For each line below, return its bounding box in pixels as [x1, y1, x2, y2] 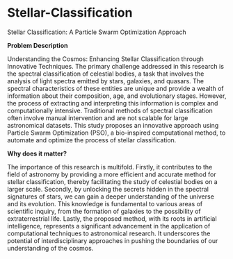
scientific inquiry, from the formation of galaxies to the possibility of [7, 207, 202, 215]
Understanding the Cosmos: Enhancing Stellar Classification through [7, 54, 204, 63]
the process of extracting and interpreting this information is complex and [7, 99, 218, 107]
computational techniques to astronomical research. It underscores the [7, 229, 211, 237]
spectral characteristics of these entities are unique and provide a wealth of [7, 84, 224, 92]
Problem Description [7, 41, 68, 49]
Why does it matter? [7, 149, 67, 158]
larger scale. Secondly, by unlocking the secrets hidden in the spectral [7, 185, 209, 193]
